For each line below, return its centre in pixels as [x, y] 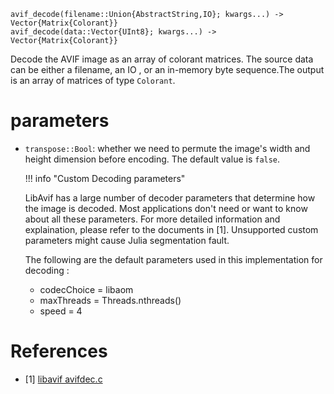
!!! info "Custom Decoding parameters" [105, 178]
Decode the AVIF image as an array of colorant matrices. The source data [162, 59]
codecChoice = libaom [86, 289]
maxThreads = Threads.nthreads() [110, 300]
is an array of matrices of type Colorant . [93, 80]
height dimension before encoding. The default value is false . [152, 159]
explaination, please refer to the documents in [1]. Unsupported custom [171, 229]
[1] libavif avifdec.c [63, 379]
